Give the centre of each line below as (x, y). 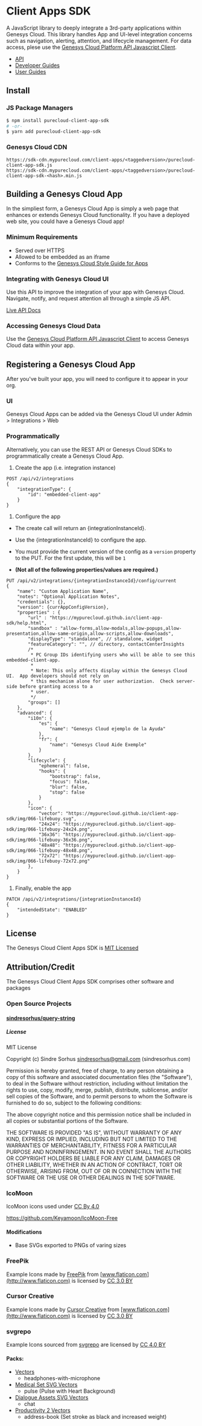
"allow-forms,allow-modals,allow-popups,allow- (121, 628)
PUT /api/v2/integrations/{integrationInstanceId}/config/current (91, 581)
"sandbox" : (43, 628)
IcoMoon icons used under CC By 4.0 (53, 1207)
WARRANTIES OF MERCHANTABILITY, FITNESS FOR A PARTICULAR (91, 1145)
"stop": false (67, 792)
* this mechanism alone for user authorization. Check (102, 681)
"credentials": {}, (42, 602)
